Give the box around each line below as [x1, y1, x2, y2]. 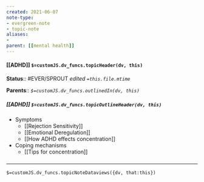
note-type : [6, 15, 34, 21]
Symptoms [15, 116, 42, 123]
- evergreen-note [6, 20, 50, 26]
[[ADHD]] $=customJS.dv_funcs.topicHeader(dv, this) [6, 61, 143, 69]
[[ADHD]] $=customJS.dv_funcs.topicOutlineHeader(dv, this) [6, 101, 162, 108]
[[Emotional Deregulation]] [24, 129, 91, 136]
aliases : [6, 32, 29, 38]
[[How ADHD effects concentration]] [24, 135, 116, 143]
